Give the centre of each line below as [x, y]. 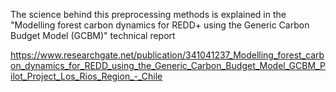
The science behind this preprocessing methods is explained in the [148, 14]
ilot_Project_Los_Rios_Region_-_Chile [86, 76]
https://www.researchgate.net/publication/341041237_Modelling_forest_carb [167, 55]
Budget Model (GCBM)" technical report [93, 35]
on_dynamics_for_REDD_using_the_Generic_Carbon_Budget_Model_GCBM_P [168, 65]
